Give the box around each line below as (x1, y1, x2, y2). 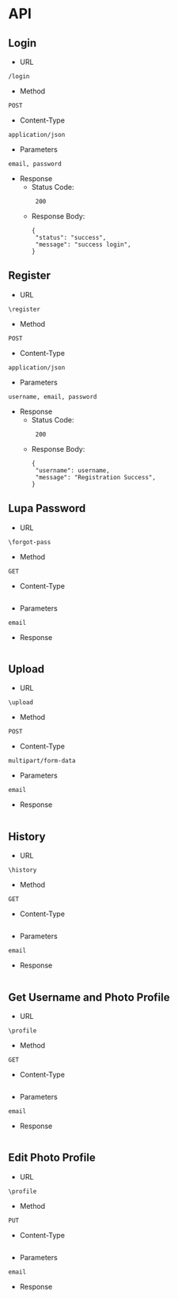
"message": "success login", (35, 240, 132, 248)
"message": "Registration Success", (35, 473, 157, 481)
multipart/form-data (8, 757, 77, 765)
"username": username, (35, 466, 111, 475)
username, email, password (8, 392, 97, 400)
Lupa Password (8, 502, 86, 515)
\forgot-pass (8, 538, 51, 546)
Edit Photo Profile (8, 1151, 97, 1165)
